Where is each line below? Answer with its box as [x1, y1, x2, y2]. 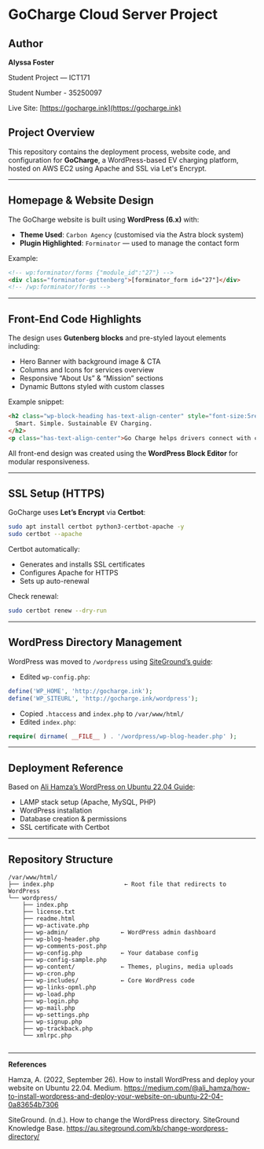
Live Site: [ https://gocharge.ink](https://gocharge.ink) [8, 104, 181, 112]
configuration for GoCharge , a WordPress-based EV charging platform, [8, 155, 239, 164]
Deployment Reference [8, 761, 124, 775]
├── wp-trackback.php [22, 1025, 93, 1033]
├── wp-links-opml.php [22, 984, 97, 992]
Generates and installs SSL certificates [19, 560, 145, 569]
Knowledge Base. [8, 1124, 65, 1133]
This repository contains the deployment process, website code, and [8, 147, 231, 156]
